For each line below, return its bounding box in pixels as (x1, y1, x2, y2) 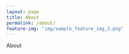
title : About (6, 14, 40, 20)
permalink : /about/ (6, 20, 56, 26)
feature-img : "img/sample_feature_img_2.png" (6, 25, 124, 32)
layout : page (6, 8, 40, 15)
